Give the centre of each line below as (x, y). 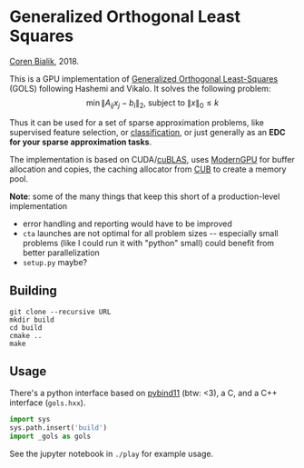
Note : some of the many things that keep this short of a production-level (145, 196)
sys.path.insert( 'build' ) (58, 428)
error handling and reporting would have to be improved (127, 224)
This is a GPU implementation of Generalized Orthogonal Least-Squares (144, 78)
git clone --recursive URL (60, 312)
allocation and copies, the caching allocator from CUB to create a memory (148, 169)
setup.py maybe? (55, 262)
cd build (26, 328)
